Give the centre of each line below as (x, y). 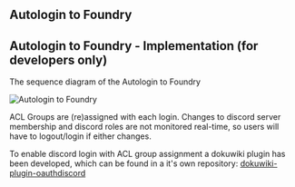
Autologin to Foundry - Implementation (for (134, 46)
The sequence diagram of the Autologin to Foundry (105, 82)
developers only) (59, 59)
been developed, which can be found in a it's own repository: (124, 163)
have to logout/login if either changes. (80, 136)
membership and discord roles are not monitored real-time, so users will (144, 127)
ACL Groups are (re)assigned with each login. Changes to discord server (145, 117)
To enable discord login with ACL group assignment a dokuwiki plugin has (147, 154)
